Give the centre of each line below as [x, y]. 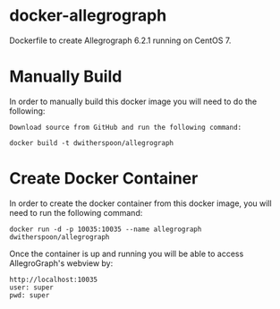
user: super [31, 288]
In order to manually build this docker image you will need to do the [133, 101]
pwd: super [30, 295]
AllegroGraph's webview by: [61, 263]
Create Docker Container [104, 179]
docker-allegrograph [88, 16]
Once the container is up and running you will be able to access [127, 253]
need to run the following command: [76, 212]
